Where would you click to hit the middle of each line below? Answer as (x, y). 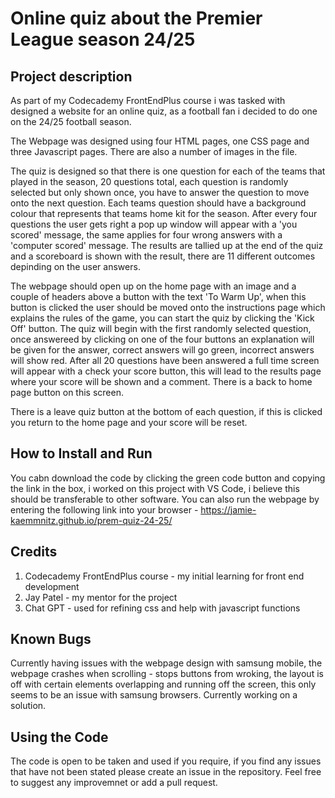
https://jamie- (228, 509)
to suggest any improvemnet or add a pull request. (114, 783)
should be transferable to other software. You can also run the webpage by (165, 499)
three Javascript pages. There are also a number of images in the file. (154, 151)
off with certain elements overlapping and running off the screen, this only (163, 684)
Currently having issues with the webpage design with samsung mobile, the (166, 663)
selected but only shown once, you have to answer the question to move (160, 192)
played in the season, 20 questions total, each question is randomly (149, 181)
